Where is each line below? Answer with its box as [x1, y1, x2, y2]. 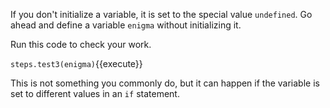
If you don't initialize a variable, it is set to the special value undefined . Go [10, 9, 313, 20]
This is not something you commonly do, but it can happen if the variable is [10, 77, 320, 89]
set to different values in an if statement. [10, 88, 180, 99]
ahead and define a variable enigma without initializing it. [10, 19, 242, 31]
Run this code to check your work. [10, 39, 152, 50]
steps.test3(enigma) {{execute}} [10, 58, 143, 69]
